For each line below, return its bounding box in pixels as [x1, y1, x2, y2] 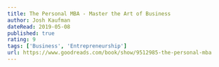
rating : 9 [7, 36, 36, 43]
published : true [7, 29, 55, 37]
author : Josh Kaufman [7, 17, 71, 24]
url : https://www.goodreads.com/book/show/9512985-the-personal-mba [7, 50, 212, 57]
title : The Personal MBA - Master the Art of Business [7, 10, 171, 17]
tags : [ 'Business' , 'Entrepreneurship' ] [7, 43, 128, 50]
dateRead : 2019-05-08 [7, 23, 71, 30]
